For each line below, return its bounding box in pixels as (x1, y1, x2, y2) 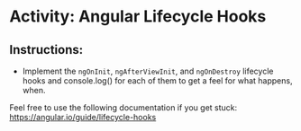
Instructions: (9, 42, 84, 57)
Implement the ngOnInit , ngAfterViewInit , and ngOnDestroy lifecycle (22, 65, 274, 76)
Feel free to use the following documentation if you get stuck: (9, 102, 238, 113)
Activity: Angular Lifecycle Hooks (9, 6, 267, 27)
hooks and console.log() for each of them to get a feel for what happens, (22, 75, 293, 86)
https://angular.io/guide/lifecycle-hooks (9, 112, 157, 122)
